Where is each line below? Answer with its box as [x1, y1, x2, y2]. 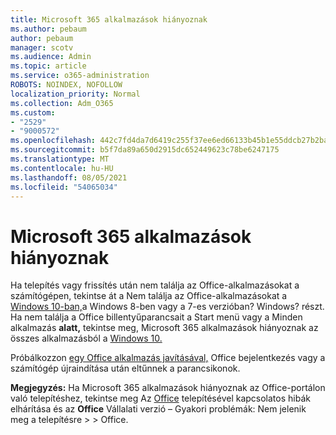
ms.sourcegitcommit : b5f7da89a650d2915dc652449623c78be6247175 [10, 145, 280, 155]
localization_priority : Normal [10, 89, 141, 99]
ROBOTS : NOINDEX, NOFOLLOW [10, 80, 123, 90]
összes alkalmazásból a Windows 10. [10, 332, 163, 345]
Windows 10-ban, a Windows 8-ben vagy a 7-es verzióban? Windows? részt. [10, 301, 325, 313]
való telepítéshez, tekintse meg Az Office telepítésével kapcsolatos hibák [10, 392, 311, 405]
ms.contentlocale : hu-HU [10, 163, 114, 173]
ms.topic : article [10, 61, 87, 71]
